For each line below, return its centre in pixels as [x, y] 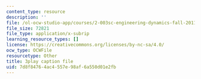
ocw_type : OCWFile [29, 50]
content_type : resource [36, 12]
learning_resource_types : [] [42, 39]
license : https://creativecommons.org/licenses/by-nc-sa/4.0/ [85, 45]
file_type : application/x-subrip [48, 34]
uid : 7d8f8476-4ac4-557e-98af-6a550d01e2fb [61, 67]
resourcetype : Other [32, 56]
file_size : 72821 [28, 28]
